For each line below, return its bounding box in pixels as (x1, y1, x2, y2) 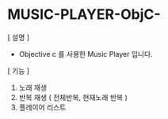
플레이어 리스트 (18, 102, 67, 112)
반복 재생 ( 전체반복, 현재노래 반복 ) (18, 92, 128, 102)
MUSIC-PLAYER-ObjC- (7, 6, 161, 24)
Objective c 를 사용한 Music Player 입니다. (18, 49, 153, 58)
